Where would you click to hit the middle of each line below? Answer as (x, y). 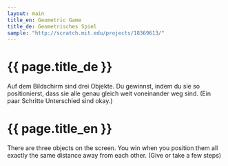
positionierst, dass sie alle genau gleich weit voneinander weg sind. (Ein (109, 93)
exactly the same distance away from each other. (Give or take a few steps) (114, 156)
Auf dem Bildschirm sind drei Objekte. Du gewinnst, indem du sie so (104, 86)
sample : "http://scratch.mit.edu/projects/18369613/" (86, 33)
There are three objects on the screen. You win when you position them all (113, 148)
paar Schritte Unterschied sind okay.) (60, 101)
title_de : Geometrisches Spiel (52, 26)
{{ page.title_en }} (60, 129)
